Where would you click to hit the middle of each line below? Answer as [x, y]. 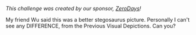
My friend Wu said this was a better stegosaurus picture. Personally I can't [98, 20]
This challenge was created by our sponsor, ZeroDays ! [73, 8]
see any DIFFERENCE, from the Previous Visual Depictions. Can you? [91, 26]
